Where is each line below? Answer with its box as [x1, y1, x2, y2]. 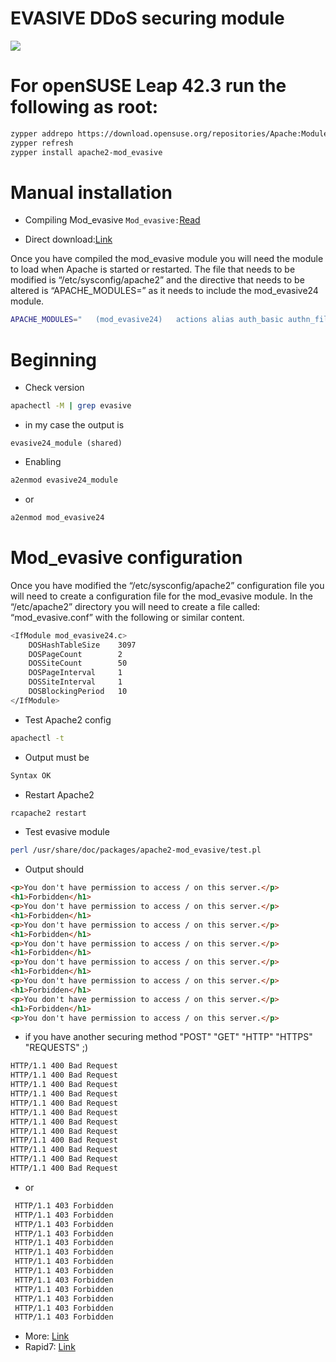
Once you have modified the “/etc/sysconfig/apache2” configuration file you [10, 579, 325, 591]
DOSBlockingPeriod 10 [28, 687, 128, 697]
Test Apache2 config [24, 713, 112, 726]
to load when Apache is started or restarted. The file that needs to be [10, 263, 296, 276]
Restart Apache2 [24, 788, 95, 801]
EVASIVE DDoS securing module [10, 7, 285, 30]
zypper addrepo [10, 128, 74, 139]
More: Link [24, 1330, 70, 1342]
